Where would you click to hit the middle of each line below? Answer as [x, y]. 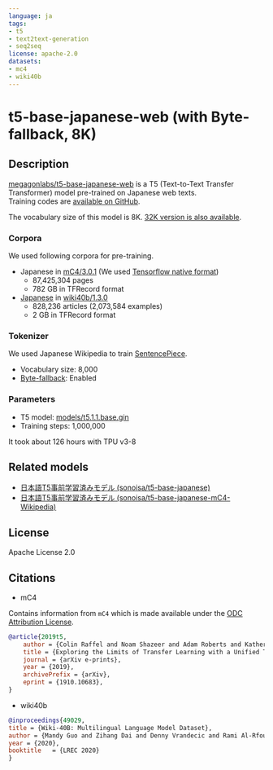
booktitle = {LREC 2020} [54, 750]
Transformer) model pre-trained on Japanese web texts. [103, 192]
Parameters [32, 399]
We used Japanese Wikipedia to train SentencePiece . [98, 354]
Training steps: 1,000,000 [63, 425]
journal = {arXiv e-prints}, [72, 660]
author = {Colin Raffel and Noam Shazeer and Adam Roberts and [132, 645]
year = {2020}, [34, 743]
